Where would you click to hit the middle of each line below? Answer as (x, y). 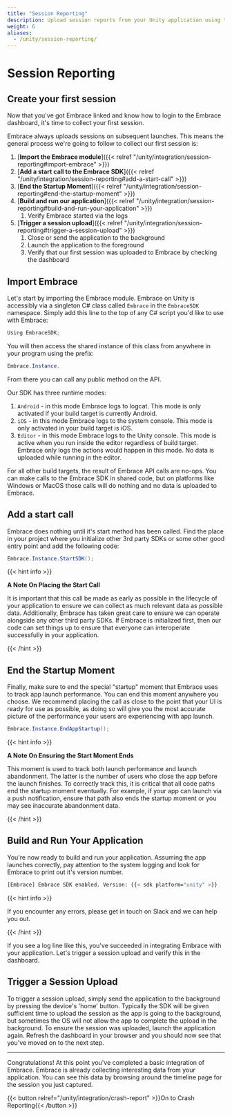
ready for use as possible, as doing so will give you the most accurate (106, 709)
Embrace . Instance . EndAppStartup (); (58, 729)
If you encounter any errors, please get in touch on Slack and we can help (112, 911)
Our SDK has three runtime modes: (57, 393)
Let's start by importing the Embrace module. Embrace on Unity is (101, 298)
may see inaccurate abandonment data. (64, 806)
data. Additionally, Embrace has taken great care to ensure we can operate (113, 613)
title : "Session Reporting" (48, 13)
